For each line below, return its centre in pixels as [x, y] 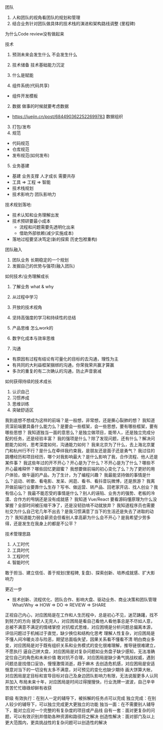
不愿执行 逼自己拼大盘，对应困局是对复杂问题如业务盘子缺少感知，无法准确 [80, 651]
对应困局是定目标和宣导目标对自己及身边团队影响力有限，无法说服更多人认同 [81, 676]
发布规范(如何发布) [31, 155]
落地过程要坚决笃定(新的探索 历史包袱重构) [55, 239]
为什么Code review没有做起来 [35, 34]
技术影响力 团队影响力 [34, 194]
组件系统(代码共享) [31, 86]
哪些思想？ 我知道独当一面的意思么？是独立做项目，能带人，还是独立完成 [78, 432]
